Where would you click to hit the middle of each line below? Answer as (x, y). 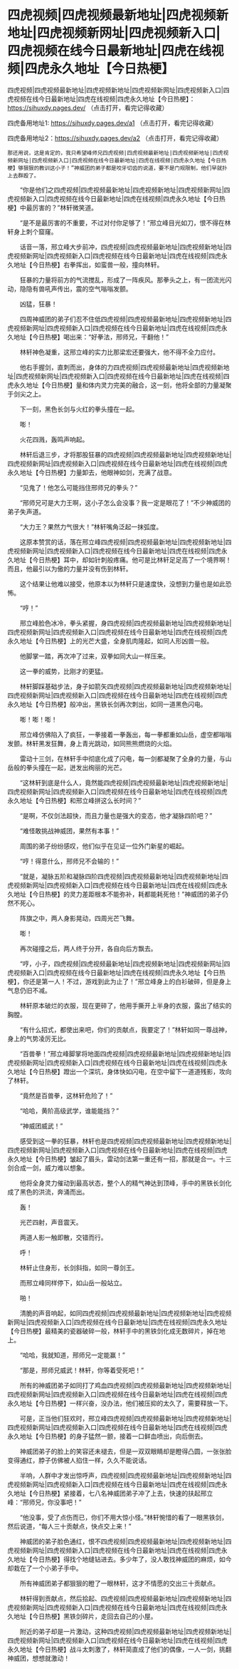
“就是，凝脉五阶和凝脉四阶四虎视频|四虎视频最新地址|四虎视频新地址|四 (124, 876)
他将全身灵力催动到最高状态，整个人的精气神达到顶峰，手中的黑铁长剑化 (126, 1183)
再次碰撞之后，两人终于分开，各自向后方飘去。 (88, 948)
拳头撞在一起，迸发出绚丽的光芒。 (76, 767)
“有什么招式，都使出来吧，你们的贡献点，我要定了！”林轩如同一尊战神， (125, 1029)
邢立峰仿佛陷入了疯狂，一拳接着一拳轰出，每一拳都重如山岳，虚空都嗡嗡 (126, 734)
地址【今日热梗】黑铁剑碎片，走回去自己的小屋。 (85, 1616)
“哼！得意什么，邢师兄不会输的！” (69, 861)
